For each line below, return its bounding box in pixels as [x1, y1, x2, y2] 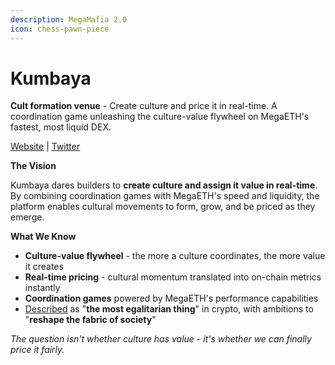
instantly [24, 282, 61, 294]
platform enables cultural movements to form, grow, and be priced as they [10, 201, 316, 213]
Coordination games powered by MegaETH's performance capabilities [24, 292, 319, 305]
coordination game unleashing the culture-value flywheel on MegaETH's [10, 111, 310, 123]
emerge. [10, 211, 45, 223]
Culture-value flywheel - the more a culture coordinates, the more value [24, 250, 326, 262]
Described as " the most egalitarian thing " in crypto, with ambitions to [24, 303, 314, 315]
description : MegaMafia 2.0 [10, 14, 128, 25]
